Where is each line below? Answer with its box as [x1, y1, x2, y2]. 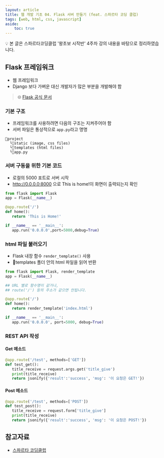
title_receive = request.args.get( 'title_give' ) [11, 367, 115, 372]
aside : [5, 21, 19, 27]
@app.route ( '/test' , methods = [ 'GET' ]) [5, 357, 86, 362]
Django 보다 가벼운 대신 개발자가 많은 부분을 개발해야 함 [12, 83, 122, 89]
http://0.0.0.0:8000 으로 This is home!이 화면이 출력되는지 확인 [12, 181, 138, 187]
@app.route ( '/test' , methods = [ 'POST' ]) [5, 399, 88, 404]
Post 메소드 [5, 387, 28, 393]
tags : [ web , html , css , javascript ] [5, 17, 81, 22]
